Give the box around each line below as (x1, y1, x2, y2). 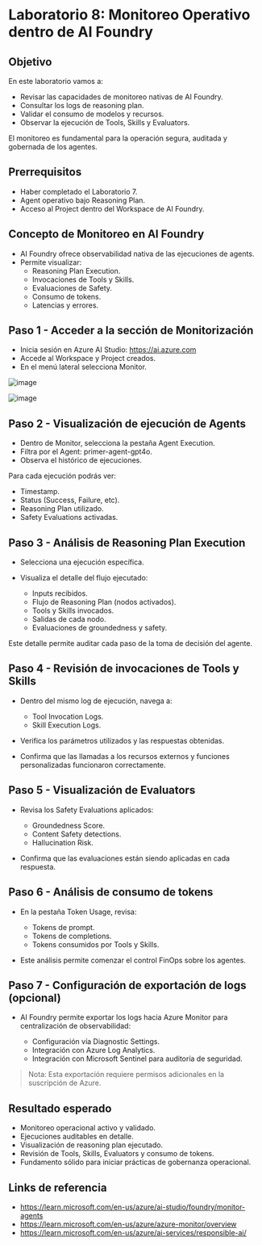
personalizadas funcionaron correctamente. (19, 760, 167, 769)
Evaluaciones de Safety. (31, 283, 113, 292)
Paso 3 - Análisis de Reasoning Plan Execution (8, 535, 246, 550)
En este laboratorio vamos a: (8, 77, 103, 86)
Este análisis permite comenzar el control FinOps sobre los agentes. (19, 955, 246, 965)
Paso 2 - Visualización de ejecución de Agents (8, 417, 247, 430)
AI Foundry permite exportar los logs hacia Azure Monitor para (19, 1012, 228, 1022)
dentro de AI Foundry (8, 23, 153, 41)
